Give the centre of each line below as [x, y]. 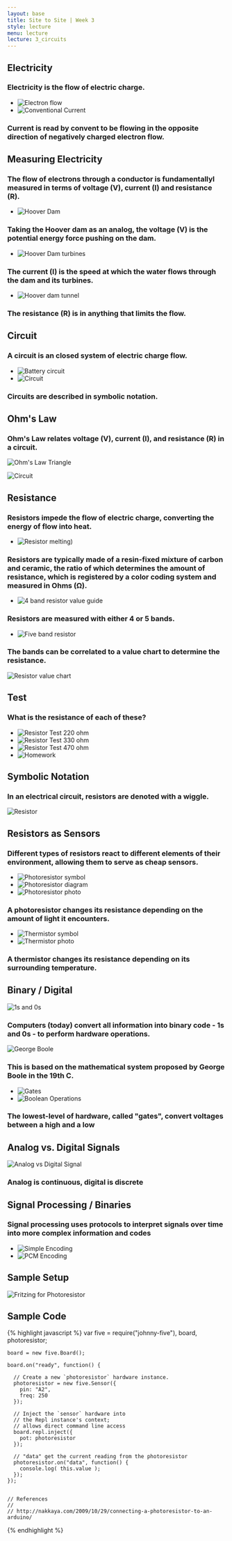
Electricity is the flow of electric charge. [76, 88]
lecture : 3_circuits [37, 40]
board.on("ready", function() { [54, 1365]
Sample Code [37, 1317]
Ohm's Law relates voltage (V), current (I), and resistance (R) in [116, 438]
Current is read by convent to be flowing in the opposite [103, 128]
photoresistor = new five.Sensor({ [65, 1384]
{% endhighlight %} [35, 1531]
